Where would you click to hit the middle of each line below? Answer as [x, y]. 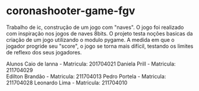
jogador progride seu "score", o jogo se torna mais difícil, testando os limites [100, 46]
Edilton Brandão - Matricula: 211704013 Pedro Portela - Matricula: [86, 76]
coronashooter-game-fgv [71, 11]
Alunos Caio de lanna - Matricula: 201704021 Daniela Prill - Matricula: [91, 64]
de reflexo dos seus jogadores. [44, 52]
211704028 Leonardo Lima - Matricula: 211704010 [67, 82]
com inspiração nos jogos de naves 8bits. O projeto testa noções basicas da [99, 33]
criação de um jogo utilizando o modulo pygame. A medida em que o [91, 40]
